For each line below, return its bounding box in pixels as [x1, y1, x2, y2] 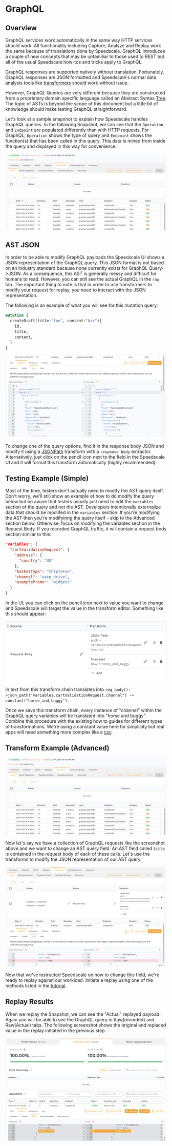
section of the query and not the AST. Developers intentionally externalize [5, 504, 161, 510]
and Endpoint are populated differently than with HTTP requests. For [5, 127, 149, 133]
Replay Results [5, 997, 54, 1006]
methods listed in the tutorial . [5, 982, 67, 989]
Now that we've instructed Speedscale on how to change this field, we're [5, 972, 160, 978]
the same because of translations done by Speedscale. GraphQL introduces [5, 48, 165, 54]
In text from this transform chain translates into [5, 686, 104, 693]
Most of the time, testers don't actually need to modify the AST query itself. [5, 488, 164, 494]
